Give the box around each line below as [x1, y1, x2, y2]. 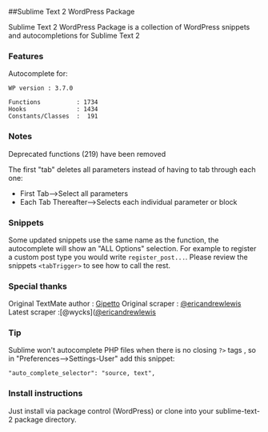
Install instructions [8, 388, 83, 399]
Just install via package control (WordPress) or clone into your [8, 406, 214, 415]
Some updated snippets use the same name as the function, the [8, 235, 219, 245]
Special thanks [8, 280, 68, 291]
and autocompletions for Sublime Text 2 [8, 31, 140, 40]
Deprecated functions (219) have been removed [8, 149, 166, 158]
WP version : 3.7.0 [8, 84, 74, 93]
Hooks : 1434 [8, 106, 98, 114]
